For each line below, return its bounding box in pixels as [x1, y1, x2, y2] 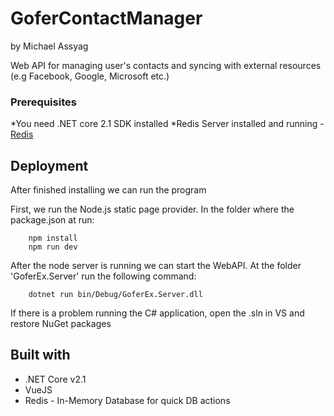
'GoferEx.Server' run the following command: [10, 270, 197, 282]
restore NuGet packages [10, 318, 112, 330]
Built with [10, 347, 71, 364]
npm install [28, 233, 78, 244]
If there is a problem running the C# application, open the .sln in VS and [10, 307, 305, 319]
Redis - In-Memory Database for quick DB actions [24, 394, 231, 406]
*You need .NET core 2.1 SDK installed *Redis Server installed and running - [10, 118, 325, 130]
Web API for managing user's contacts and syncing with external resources [10, 59, 322, 71]
